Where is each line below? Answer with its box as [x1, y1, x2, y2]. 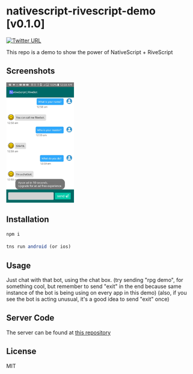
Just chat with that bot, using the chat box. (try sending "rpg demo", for [6, 277, 183, 283]
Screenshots [6, 66, 55, 76]
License [6, 346, 37, 357]
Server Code [6, 313, 55, 323]
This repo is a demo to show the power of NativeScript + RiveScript [6, 48, 173, 55]
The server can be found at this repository [6, 329, 111, 336]
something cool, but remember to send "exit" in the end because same [6, 283, 182, 290]
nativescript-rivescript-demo [6, 4, 156, 18]
